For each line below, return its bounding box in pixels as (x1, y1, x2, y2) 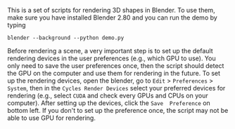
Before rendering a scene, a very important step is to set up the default (7, 47, 213, 55)
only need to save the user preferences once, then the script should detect (7, 62, 224, 69)
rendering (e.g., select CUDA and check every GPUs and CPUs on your (7, 91, 209, 100)
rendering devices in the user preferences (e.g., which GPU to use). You (7, 54, 216, 62)
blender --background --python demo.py (7, 34, 125, 41)
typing (7, 21, 26, 29)
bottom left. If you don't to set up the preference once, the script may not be (7, 107, 229, 114)
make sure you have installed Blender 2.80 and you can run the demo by (7, 13, 218, 22)
